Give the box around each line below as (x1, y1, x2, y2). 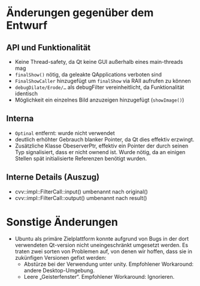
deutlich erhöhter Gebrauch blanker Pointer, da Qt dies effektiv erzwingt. (14, 136, 195, 143)
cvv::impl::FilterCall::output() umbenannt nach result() (14, 194, 147, 201)
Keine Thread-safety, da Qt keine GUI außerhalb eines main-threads (14, 59, 183, 65)
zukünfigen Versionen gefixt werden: (14, 254, 107, 261)
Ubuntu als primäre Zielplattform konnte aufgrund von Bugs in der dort (14, 235, 189, 242)
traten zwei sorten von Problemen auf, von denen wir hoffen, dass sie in (14, 248, 193, 255)
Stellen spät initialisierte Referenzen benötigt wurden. (14, 155, 147, 162)
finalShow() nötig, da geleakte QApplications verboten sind (14, 71, 162, 78)
